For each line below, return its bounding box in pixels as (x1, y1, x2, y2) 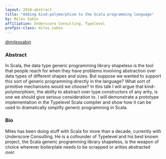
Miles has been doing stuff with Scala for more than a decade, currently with (5, 128, 162, 134)
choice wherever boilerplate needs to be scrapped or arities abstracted (5, 144, 151, 150)
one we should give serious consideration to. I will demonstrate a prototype (5, 94, 159, 100)
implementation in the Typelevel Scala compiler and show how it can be (5, 99, 152, 105)
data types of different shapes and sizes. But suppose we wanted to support (5, 73, 162, 79)
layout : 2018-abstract (5, 7, 52, 12)
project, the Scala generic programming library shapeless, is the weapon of (5, 139, 159, 145)
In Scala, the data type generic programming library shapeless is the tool (5, 63, 154, 69)
